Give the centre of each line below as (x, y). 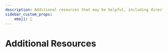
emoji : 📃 (23, 19)
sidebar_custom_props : (29, 14)
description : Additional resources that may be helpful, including (77, 10)
